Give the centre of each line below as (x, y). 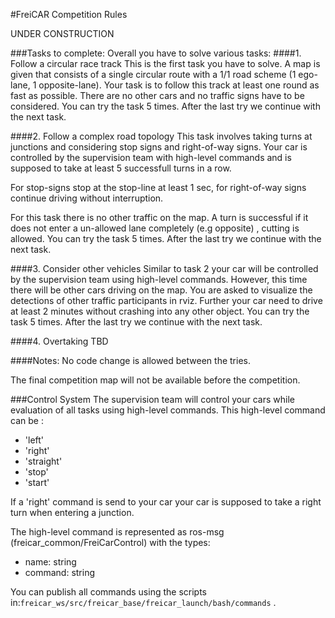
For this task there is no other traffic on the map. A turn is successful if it (159, 217)
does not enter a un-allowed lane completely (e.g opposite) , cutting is (155, 228)
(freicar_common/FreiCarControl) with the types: (110, 542)
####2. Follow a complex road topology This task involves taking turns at (161, 136)
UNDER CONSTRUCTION (62, 33)
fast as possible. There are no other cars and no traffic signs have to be (157, 95)
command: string (60, 572)
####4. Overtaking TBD (59, 341)
